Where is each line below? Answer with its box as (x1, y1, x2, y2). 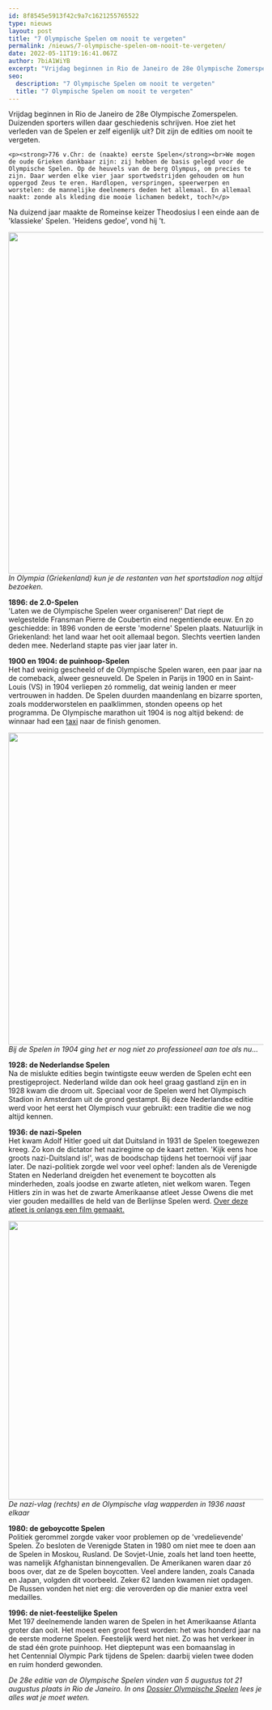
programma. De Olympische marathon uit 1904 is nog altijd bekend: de (8, 708, 244, 717)
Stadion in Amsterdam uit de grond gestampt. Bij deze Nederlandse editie (8, 1095, 253, 1104)
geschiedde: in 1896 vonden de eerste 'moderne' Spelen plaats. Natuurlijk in (8, 623, 263, 633)
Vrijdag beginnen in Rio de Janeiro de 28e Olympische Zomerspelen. (8, 109, 239, 119)
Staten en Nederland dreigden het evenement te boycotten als (8, 1171, 216, 1180)
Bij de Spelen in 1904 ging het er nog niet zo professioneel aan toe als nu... (8, 1044, 259, 1054)
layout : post (8, 27, 53, 35)
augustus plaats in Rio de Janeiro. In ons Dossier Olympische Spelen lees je (8, 1684, 262, 1694)
